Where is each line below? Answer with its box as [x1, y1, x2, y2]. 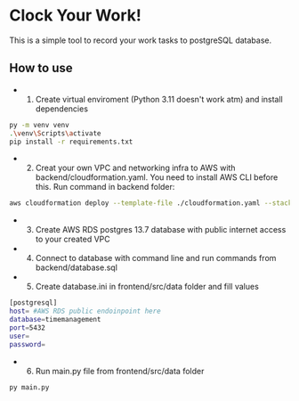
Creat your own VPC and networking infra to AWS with [35, 162, 236, 174]
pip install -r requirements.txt [9, 137, 133, 146]
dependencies [35, 103, 89, 114]
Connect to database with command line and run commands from [35, 253, 277, 264]
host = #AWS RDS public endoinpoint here [9, 307, 162, 316]
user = [9, 331, 29, 340]
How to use [9, 61, 73, 76]
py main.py [9, 382, 50, 392]
